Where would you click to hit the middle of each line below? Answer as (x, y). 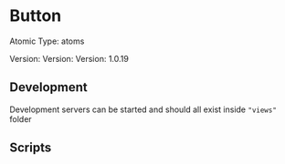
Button (36, 16)
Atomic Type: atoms (47, 41)
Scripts (31, 148)
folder (21, 118)
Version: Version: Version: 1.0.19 (69, 58)
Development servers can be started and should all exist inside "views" (143, 109)
